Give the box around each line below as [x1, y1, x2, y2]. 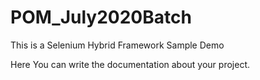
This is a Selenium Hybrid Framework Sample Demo [10, 39, 225, 51]
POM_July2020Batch [10, 6, 192, 29]
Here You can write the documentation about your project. [10, 58, 250, 70]
